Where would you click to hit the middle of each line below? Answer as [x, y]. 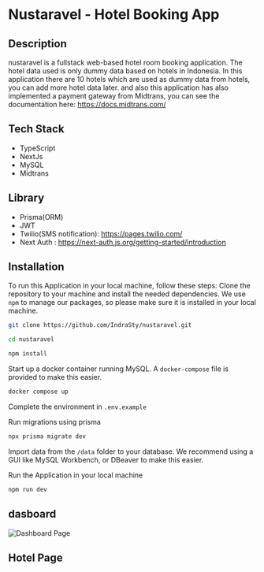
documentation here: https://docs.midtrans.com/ [87, 104]
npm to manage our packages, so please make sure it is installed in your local [132, 303]
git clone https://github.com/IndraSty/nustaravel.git [100, 325]
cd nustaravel [32, 340]
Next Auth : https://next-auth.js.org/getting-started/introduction [123, 242]
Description [37, 44]
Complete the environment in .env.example [78, 407]
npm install [28, 354]
